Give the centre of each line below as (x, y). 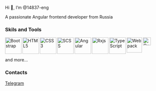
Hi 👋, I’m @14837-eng (27, 8)
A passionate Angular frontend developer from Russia (59, 17)
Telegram (15, 83)
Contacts (16, 73)
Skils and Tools (23, 29)
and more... (17, 60)
